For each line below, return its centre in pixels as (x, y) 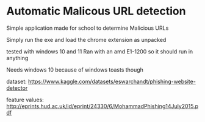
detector (17, 88)
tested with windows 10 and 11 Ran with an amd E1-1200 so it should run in (100, 51)
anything (17, 58)
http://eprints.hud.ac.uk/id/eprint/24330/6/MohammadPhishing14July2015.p (103, 106)
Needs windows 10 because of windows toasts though (75, 69)
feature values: (25, 100)
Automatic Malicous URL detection (96, 11)
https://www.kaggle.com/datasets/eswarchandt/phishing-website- (112, 81)
